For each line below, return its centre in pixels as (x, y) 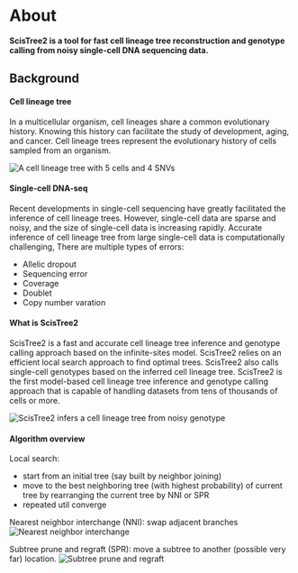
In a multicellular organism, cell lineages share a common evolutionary (140, 122)
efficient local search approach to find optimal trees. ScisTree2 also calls (144, 362)
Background (44, 79)
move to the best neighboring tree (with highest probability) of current (153, 486)
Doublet (37, 293)
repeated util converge (64, 505)
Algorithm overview (47, 439)
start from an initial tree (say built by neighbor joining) (122, 476)
